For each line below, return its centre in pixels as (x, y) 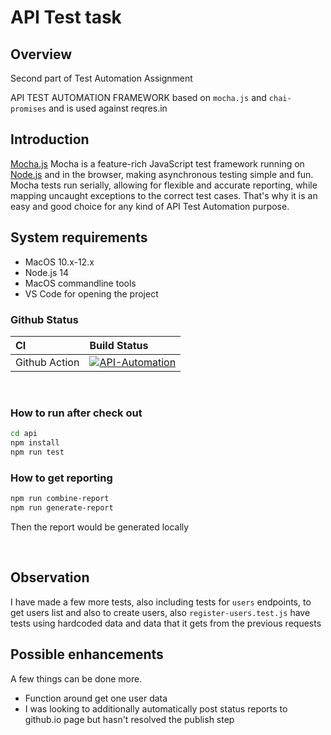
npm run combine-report (60, 499)
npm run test (37, 452)
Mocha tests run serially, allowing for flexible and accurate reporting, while (164, 185)
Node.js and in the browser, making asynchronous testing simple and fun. (162, 174)
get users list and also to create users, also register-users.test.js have (160, 612)
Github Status (44, 319)
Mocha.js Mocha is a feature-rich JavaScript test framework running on (157, 163)
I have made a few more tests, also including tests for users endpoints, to (161, 602)
